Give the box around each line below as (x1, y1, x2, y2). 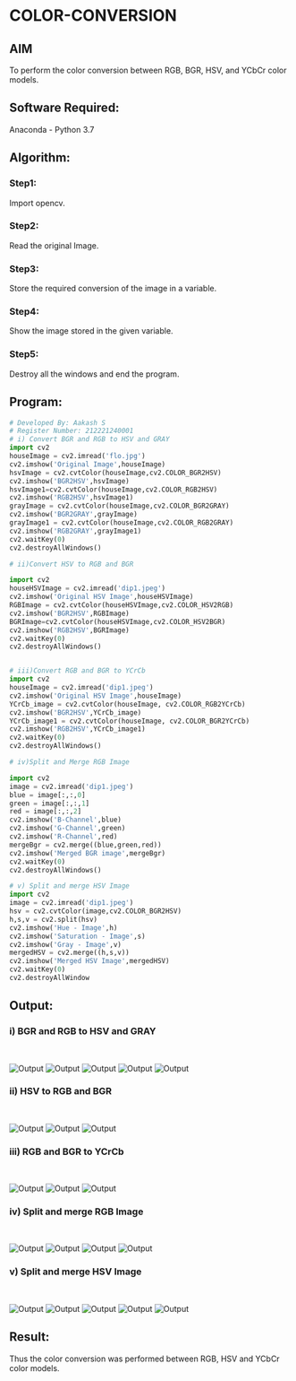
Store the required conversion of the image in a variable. (9, 283, 217, 294)
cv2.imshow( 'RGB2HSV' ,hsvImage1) (9, 493, 134, 502)
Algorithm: (9, 150, 71, 166)
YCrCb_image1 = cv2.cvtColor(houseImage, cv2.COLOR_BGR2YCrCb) (9, 717, 250, 725)
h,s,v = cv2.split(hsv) (9, 915, 98, 924)
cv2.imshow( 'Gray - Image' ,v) (9, 940, 123, 949)
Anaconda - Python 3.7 (9, 124, 95, 135)
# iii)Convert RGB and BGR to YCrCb (9, 666, 146, 675)
